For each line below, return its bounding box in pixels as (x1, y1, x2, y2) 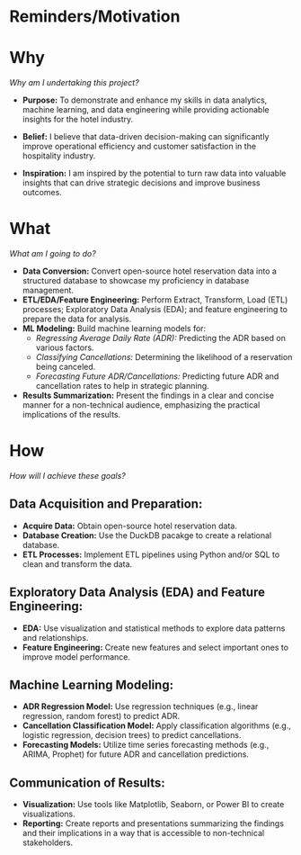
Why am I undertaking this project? (9, 77, 139, 88)
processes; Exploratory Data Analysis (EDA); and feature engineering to (22, 304, 288, 315)
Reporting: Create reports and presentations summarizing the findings (22, 818, 285, 829)
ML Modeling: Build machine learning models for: (22, 323, 207, 334)
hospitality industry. (22, 150, 96, 161)
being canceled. (35, 362, 96, 373)
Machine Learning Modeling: (9, 678, 173, 693)
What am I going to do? (9, 248, 96, 259)
